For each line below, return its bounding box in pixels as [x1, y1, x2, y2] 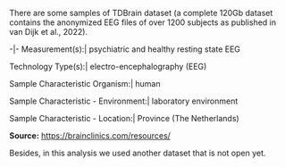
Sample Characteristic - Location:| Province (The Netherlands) [9, 113, 239, 123]
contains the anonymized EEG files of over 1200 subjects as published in [9, 17, 277, 28]
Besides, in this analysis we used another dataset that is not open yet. [9, 147, 266, 158]
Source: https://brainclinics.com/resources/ [9, 130, 172, 141]
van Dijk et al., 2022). [9, 27, 88, 37]
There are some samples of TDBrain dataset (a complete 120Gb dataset [9, 8, 273, 18]
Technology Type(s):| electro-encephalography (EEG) [9, 62, 207, 71]
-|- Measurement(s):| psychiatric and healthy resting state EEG [9, 44, 241, 54]
